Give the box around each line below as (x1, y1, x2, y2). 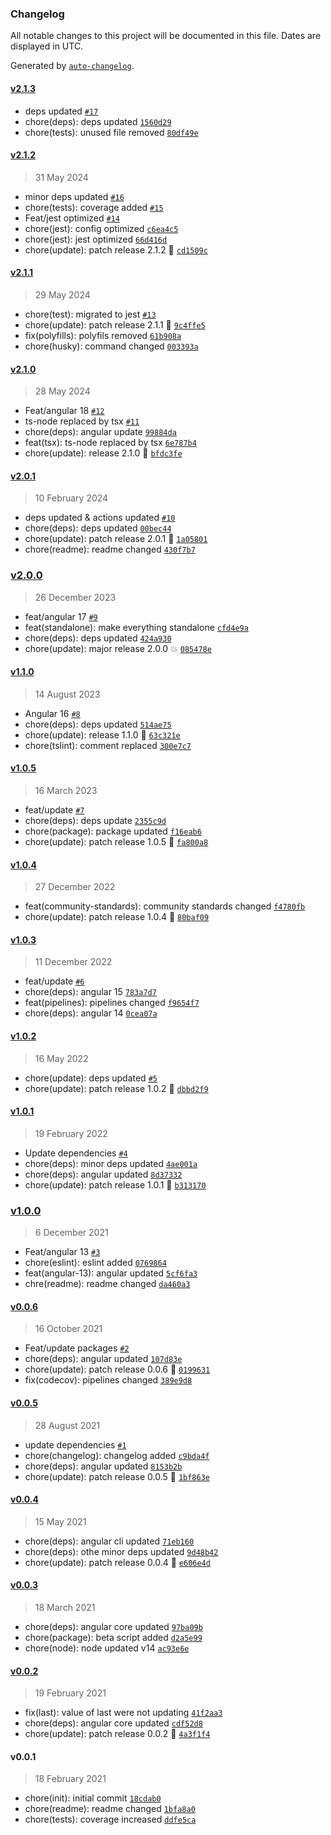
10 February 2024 (34, 492, 109, 504)
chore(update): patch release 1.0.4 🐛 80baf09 (24, 911, 210, 923)
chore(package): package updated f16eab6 (24, 825, 202, 837)
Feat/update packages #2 (24, 1342, 130, 1354)
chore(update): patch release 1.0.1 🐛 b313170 (24, 1178, 207, 1191)
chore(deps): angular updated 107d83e (24, 1353, 183, 1365)
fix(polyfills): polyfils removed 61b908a (24, 329, 182, 341)
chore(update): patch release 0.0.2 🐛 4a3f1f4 (24, 1728, 211, 1740)
